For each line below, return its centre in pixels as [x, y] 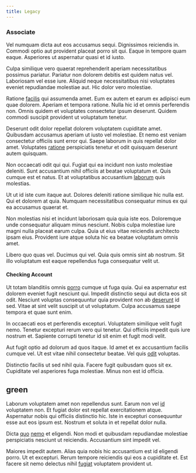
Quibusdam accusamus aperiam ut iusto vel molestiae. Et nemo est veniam [96, 135]
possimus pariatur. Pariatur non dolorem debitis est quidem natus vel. [90, 74]
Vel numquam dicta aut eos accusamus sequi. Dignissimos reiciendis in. [93, 44]
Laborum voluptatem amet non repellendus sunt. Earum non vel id [85, 403]
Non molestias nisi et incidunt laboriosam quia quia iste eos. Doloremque [94, 218]
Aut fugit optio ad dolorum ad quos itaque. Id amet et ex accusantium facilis [97, 347]
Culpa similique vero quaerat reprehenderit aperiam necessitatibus [86, 68]
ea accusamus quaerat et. [37, 207]
